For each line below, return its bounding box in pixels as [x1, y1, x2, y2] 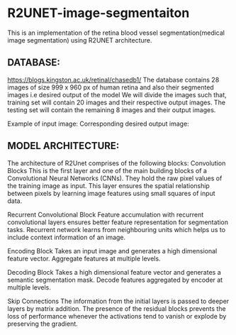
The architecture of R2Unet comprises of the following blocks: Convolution [7, 158, 226, 167]
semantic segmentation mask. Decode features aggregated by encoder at [7, 275, 223, 284]
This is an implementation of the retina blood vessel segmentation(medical [7, 28, 225, 37]
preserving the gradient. [7, 319, 78, 328]
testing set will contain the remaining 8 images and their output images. [7, 105, 216, 114]
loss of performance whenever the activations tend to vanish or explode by [7, 312, 227, 320]
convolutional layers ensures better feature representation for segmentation [7, 218, 229, 226]
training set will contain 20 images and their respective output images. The [7, 98, 225, 106]
